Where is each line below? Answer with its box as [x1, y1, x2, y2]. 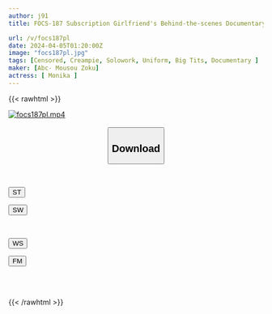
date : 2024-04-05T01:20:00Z [8, 41, 104, 49]
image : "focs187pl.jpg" [8, 49, 89, 57]
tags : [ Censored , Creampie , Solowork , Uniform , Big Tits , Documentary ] [8, 57, 259, 65]
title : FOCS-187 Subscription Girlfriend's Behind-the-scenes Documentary [8, 19, 266, 28]
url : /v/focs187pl [8, 34, 70, 42]
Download [112, 142, 160, 155]
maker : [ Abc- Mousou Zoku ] [8, 64, 100, 73]
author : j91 [8, 11, 49, 20]
